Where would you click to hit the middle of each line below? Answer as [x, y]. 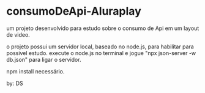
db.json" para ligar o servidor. [44, 59]
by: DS [15, 83]
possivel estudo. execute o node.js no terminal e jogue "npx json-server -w [101, 53]
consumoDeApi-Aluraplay [74, 11]
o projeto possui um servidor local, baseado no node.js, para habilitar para [100, 46]
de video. [18, 34]
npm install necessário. [35, 71]
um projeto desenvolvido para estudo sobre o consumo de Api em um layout [103, 28]
